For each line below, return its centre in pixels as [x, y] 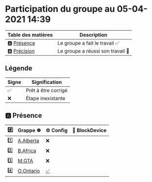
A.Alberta [28, 141]
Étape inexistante [46, 98]
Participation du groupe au [60, 9]
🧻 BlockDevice [89, 130]
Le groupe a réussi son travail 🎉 [94, 51]
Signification [47, 82]
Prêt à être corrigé [47, 90]
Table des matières [30, 35]
